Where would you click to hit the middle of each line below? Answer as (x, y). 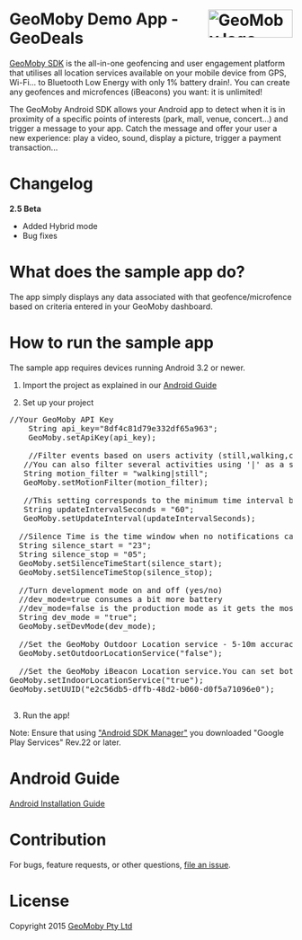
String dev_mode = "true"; (78, 617)
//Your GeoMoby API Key (62, 419)
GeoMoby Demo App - (94, 19)
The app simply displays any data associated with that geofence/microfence (151, 297)
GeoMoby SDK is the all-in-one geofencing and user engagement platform (147, 63)
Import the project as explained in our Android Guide (120, 385)
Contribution (58, 839)
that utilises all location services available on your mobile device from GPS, (148, 73)
